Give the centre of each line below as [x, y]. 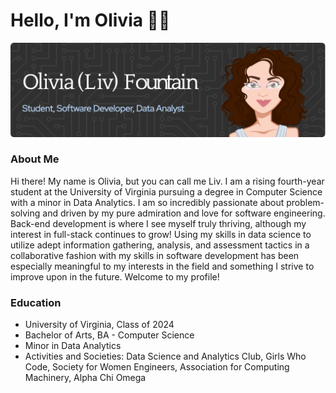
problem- [305, 202]
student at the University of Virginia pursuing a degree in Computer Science [166, 191]
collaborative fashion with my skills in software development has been [155, 255]
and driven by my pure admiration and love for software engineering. [184, 213]
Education [36, 302]
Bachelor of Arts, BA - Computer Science [109, 335]
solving [25, 213]
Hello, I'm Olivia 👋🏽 [90, 20]
